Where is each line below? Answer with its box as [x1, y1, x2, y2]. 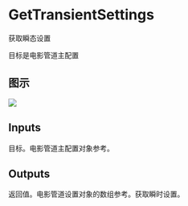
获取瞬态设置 [8, 33, 51, 43]
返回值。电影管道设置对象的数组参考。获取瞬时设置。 [8, 189, 185, 199]
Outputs [8, 167, 51, 180]
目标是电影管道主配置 [8, 50, 79, 60]
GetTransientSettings [8, 6, 155, 24]
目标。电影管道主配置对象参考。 [8, 143, 114, 153]
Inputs [8, 121, 42, 134]
